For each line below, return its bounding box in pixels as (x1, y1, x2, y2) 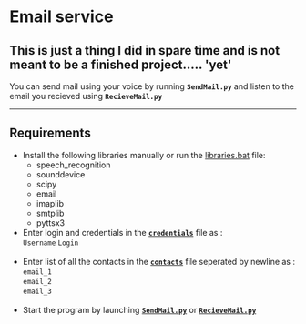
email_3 (22, 287, 52, 296)
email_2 (22, 277, 52, 286)
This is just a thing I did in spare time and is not (9, 43, 280, 58)
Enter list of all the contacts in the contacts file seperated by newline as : (22, 256, 296, 267)
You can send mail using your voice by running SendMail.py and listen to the (9, 81, 294, 92)
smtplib (36, 208, 65, 218)
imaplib (36, 197, 65, 208)
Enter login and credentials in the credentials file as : (22, 227, 223, 238)
